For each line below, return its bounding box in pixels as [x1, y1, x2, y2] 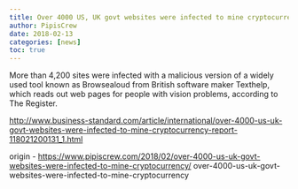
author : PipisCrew [9, 21, 77, 30]
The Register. [9, 98, 58, 109]
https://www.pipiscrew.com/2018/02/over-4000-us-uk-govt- [37, 151, 261, 162]
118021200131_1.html [9, 134, 83, 145]
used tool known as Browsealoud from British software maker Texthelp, [9, 79, 271, 90]
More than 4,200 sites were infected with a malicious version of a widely [9, 70, 275, 80]
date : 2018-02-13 [9, 29, 74, 38]
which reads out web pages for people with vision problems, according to [9, 89, 278, 100]
